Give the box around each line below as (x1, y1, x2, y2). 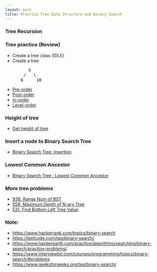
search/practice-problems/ (12, 246, 67, 252)
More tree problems (5, 185, 53, 192)
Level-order (12, 102, 36, 108)
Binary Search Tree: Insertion (12, 149, 72, 155)
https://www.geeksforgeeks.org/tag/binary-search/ (12, 262, 117, 268)
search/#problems (12, 256, 50, 262)
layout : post (5, 7, 32, 12)
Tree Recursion (5, 28, 43, 35)
